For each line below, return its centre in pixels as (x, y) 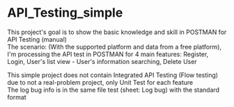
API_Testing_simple (65, 13)
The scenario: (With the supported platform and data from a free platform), (114, 47)
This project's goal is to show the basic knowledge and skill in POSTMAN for (117, 32)
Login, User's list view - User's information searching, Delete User (102, 61)
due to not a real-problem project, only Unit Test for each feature (100, 82)
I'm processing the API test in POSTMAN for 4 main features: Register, (108, 54)
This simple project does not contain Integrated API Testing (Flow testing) (112, 75)
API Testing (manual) (37, 39)
